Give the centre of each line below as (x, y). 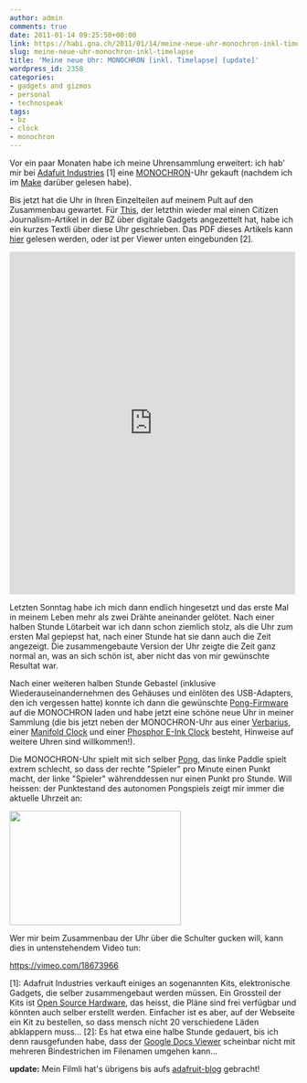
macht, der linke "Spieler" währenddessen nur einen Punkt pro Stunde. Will (151, 779)
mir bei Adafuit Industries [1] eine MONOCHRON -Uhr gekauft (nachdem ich (151, 172)
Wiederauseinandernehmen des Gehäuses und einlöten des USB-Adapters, (152, 693)
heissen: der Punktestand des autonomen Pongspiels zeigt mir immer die (147, 788)
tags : (20, 111)
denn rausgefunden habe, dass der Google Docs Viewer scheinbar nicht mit (153, 1041)
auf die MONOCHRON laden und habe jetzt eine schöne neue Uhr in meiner (152, 712)
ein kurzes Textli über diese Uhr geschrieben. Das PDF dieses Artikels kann (152, 228)
